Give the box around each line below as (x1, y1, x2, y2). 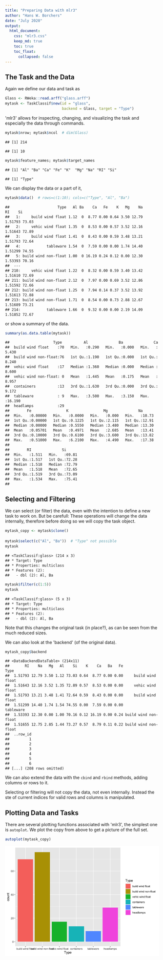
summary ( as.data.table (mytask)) (5, 331, 71, 335)
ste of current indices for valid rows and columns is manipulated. (5, 794, 135, 800)
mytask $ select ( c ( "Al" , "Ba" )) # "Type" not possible (5, 539, 117, 543)
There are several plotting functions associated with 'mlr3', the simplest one (5, 822, 158, 828)
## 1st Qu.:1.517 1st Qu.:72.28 (5, 457, 78, 462)
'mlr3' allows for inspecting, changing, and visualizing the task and (5, 115, 139, 121)
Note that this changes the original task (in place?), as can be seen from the (5, 625, 158, 630)
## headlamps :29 (5, 403, 64, 409)
